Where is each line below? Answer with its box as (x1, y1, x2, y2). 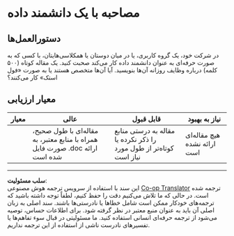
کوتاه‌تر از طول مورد (114, 143, 174, 152)
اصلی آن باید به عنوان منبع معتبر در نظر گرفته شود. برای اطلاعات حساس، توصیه (7, 205, 214, 214)
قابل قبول (132, 113, 162, 123)
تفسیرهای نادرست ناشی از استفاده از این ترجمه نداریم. (7, 221, 150, 229)
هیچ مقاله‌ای (185, 130, 221, 140)
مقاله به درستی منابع (114, 125, 175, 135)
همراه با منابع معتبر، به (32, 134, 98, 144)
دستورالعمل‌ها (7, 33, 61, 45)
